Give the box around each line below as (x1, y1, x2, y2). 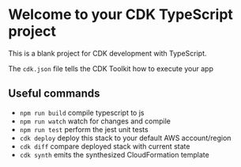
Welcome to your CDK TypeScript (8, 6, 233, 24)
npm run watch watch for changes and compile (19, 116, 171, 126)
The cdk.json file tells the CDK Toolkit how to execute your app (8, 63, 213, 73)
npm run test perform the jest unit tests (19, 124, 149, 134)
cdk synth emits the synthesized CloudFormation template (19, 150, 209, 159)
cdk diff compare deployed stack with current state (19, 141, 190, 151)
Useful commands (8, 87, 100, 101)
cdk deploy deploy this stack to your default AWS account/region (19, 133, 232, 142)
